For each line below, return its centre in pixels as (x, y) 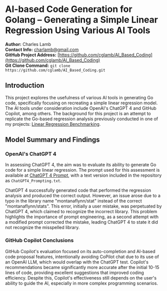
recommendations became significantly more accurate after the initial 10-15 (82, 267)
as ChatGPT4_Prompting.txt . (33, 181)
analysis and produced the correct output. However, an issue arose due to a (83, 196)
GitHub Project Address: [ (32, 55)
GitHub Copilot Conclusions (40, 241)
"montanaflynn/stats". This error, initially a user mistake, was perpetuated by (83, 206)
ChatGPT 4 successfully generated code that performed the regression (78, 190)
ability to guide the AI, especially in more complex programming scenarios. (82, 283)
